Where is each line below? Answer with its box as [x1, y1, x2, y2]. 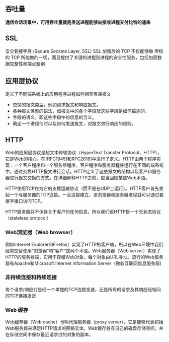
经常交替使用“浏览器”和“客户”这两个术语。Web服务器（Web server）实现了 [5, 247, 161, 253]
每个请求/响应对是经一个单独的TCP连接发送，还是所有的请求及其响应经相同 [5, 286, 161, 292]
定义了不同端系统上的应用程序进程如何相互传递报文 [5, 91, 111, 97]
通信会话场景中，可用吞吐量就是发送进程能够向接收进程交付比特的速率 [5, 19, 151, 25]
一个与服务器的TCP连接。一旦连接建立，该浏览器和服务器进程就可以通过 [9, 192, 159, 198]
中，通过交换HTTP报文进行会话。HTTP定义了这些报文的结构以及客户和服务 [5, 168, 161, 175]
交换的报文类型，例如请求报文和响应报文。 [12, 102, 101, 108]
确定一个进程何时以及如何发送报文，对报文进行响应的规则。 [12, 120, 136, 127]
